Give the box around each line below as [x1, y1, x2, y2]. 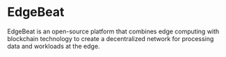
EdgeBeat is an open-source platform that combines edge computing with [7, 27, 220, 35]
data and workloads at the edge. [7, 42, 100, 50]
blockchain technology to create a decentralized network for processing [7, 34, 214, 42]
